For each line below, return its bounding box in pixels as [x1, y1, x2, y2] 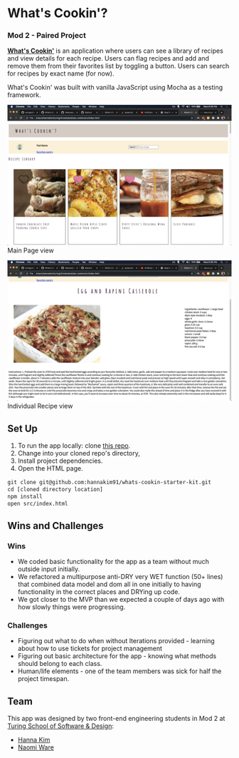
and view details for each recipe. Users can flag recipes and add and [7, 54, 210, 63]
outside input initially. [17, 565, 80, 573]
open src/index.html [7, 501, 69, 508]
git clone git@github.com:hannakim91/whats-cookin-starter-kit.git [7, 479, 212, 486]
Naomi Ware [17, 743, 55, 752]
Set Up [7, 422, 38, 434]
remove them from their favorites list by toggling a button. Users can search [7, 62, 230, 71]
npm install [7, 493, 43, 501]
